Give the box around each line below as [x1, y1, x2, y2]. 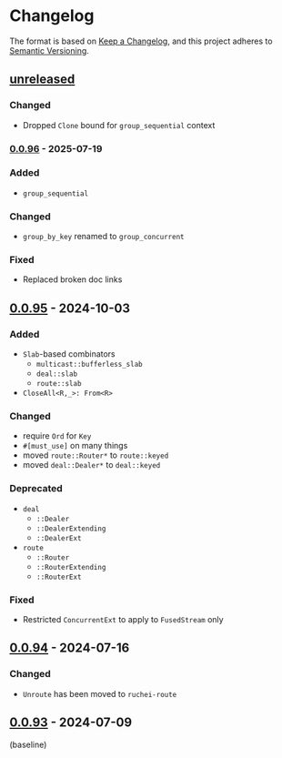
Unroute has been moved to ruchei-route [22, 688, 177, 699]
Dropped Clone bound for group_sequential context [22, 119, 216, 130]
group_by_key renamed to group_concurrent [22, 231, 185, 242]
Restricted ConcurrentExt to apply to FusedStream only [22, 614, 225, 625]
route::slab [35, 379, 82, 389]
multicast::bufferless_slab [35, 360, 143, 369]
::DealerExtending [35, 524, 106, 533]
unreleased [9, 72, 76, 87]
